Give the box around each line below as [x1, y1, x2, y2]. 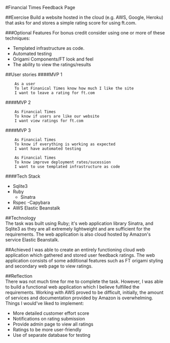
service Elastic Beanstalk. [5, 237, 59, 243]
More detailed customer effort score [12, 310, 90, 316]
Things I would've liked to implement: [5, 300, 84, 306]
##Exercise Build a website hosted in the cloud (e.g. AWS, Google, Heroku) [5, 14, 164, 20]
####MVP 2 [5, 100, 31, 105]
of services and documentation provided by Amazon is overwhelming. [5, 295, 154, 301]
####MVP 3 [5, 127, 31, 133]
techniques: [5, 35, 30, 41]
